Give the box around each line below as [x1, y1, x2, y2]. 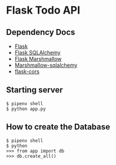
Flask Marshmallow [14, 56, 62, 62]
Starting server [6, 85, 63, 95]
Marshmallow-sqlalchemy [14, 62, 78, 69]
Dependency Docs [6, 27, 75, 37]
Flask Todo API [6, 4, 81, 17]
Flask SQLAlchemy [14, 49, 61, 56]
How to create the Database [6, 122, 111, 132]
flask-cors [14, 68, 40, 75]
